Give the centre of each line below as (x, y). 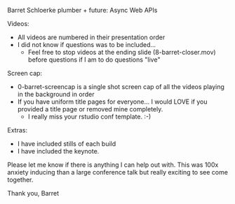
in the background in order (56, 94)
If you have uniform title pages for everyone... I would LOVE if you (112, 102)
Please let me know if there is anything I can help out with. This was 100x (113, 165)
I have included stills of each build (67, 144)
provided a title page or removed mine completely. (90, 109)
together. (20, 179)
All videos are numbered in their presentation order (91, 37)
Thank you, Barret (33, 193)
